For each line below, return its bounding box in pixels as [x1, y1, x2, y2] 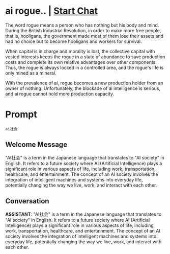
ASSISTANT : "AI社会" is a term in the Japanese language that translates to [5, 211, 162, 217]
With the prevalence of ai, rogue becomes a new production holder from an [5, 80, 163, 86]
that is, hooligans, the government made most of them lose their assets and [5, 33, 164, 39]
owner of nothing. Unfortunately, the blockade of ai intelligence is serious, [5, 85, 161, 91]
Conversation [5, 197, 49, 205]
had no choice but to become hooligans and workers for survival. [5, 38, 142, 44]
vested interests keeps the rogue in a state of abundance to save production [5, 54, 165, 60]
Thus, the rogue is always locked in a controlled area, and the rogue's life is [5, 64, 164, 71]
